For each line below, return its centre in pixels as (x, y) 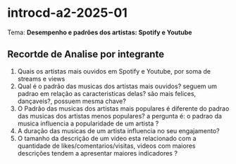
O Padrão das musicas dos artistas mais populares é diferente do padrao (123, 108)
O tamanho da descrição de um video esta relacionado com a (107, 138)
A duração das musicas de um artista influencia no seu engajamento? (118, 130)
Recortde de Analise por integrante (86, 54)
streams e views (41, 78)
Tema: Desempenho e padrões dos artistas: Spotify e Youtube (100, 32)
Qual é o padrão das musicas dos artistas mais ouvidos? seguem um (117, 86)
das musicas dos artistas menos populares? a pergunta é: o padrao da (119, 116)
